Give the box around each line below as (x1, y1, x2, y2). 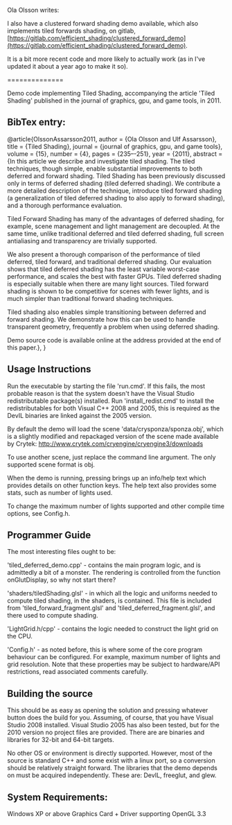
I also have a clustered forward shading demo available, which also (7, 19, 199, 27)
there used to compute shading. (7, 611, 98, 620)
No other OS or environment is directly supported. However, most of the (7, 749, 213, 758)
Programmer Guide (7, 530, 91, 541)
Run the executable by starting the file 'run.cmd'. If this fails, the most (7, 381, 206, 390)
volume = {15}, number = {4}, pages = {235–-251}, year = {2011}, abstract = (7, 149, 223, 158)
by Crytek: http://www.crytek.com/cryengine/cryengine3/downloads (7, 440, 204, 448)
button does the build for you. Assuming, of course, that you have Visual (7, 713, 213, 722)
